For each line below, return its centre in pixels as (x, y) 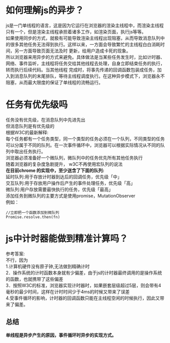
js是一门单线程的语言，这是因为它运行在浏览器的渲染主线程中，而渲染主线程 (85, 25)
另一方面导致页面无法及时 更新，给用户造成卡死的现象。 (72, 51)
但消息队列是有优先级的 (30, 126)
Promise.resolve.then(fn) (33, 217)
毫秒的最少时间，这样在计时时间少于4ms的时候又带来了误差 (68, 291)
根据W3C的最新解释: (27, 132)
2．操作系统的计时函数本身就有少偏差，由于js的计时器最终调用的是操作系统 (84, 273)
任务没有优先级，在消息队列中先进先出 (45, 120)
